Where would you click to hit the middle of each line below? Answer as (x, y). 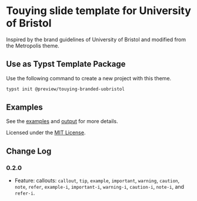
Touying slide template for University (98, 11)
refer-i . (25, 193)
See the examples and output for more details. (62, 121)
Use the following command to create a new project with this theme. (89, 78)
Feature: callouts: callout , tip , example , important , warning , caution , (97, 180)
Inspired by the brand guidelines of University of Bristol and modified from (96, 39)
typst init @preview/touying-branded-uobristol (66, 89)
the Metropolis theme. (33, 46)
